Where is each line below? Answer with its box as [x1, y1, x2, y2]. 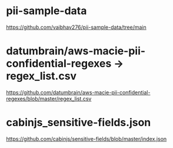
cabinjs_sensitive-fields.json [6, 116, 151, 129]
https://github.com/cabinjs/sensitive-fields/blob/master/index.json [6, 135, 167, 142]
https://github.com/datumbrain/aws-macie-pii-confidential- [6, 88, 151, 96]
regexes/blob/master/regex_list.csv [6, 95, 92, 102]
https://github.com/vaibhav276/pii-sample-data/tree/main [6, 24, 147, 31]
